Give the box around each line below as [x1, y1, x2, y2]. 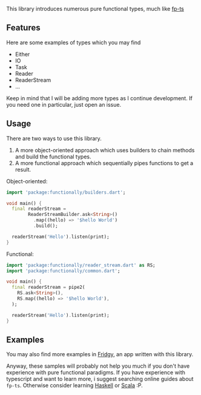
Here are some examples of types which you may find [6, 39, 141, 46]
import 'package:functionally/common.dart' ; [6, 268, 120, 274]
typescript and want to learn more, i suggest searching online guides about [6, 376, 194, 383]
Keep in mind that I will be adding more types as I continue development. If [6, 94, 193, 102]
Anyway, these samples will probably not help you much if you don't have [6, 362, 190, 370]
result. [15, 166, 31, 173]
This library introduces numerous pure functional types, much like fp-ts [6, 5, 185, 12]
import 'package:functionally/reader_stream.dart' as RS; [6, 262, 156, 268]
